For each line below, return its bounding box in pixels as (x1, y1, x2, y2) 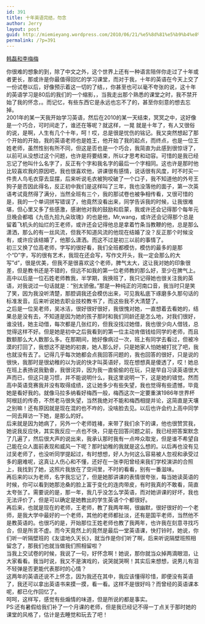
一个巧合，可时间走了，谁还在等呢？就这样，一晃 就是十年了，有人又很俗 (11, 122, 195, 128)
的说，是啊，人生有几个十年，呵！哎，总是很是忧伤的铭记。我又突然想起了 (6, 129, 193, 136)
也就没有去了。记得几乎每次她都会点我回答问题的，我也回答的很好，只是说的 (6, 351, 199, 358)
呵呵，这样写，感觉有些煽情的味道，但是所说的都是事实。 (6, 596, 151, 603)
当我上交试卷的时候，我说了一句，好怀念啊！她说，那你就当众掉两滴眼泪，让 (6, 550, 199, 557)
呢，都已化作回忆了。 (6, 588, 60, 595)
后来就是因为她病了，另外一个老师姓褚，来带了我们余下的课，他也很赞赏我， (6, 420, 199, 427)
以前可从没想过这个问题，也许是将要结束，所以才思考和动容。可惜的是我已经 (6, 152, 199, 159)
